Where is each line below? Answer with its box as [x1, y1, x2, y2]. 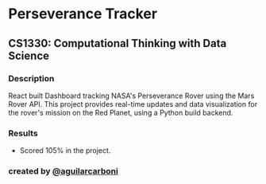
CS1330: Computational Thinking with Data [8, 37, 227, 50]
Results [8, 127, 38, 139]
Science [8, 49, 50, 62]
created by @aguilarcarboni [8, 166, 119, 177]
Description [8, 72, 55, 84]
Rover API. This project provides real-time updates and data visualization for [8, 99, 258, 108]
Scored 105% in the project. [19, 146, 111, 155]
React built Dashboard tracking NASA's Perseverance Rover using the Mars [8, 91, 255, 100]
